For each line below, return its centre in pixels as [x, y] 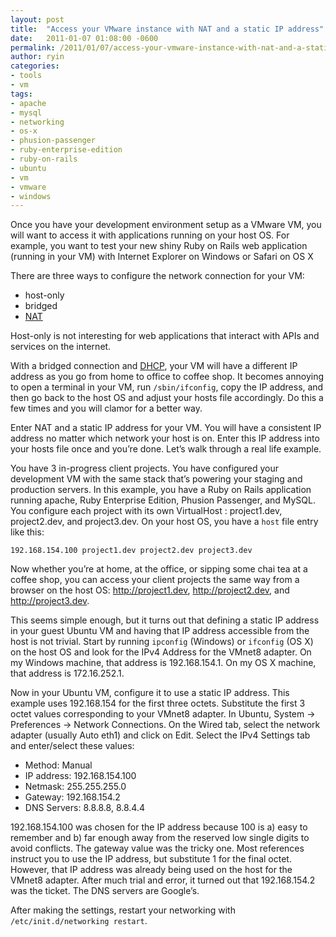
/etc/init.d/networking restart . [79, 921]
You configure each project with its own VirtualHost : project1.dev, [146, 511]
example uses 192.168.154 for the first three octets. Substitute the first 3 [158, 703]
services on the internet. [61, 347]
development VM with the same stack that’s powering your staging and [156, 479]
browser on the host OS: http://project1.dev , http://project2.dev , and [150, 590]
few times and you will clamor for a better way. [106, 408]
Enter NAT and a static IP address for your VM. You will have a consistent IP [166, 428]
